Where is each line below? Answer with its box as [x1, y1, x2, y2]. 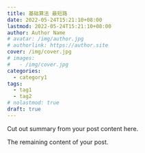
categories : [7, 67, 41, 74]
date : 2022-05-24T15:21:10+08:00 [7, 16, 103, 23]
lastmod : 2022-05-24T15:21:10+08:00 [7, 23, 111, 30]
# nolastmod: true [7, 99, 60, 106]
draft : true [7, 106, 41, 113]
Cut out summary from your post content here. [7, 124, 139, 132]
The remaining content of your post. [7, 138, 109, 146]
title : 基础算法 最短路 [7, 10, 68, 17]
